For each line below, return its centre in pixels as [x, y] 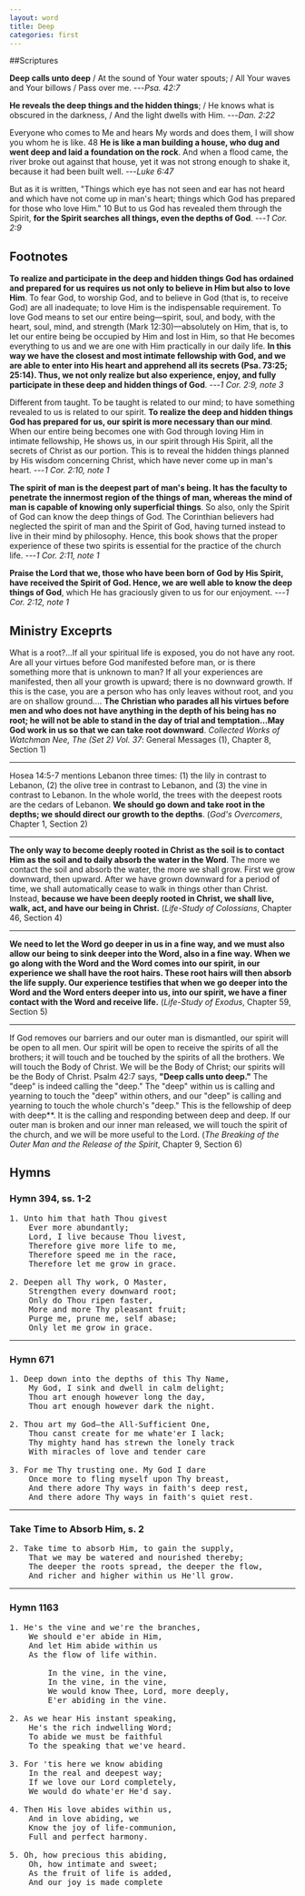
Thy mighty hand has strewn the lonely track [132, 1442]
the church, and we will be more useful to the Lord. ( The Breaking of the [144, 1135]
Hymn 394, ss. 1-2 [50, 1199]
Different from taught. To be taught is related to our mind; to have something [152, 402]
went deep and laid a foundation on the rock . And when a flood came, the [149, 152]
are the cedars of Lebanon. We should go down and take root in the [138, 805]
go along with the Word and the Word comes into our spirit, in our [135, 963]
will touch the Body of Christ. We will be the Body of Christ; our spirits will [148, 1067]
